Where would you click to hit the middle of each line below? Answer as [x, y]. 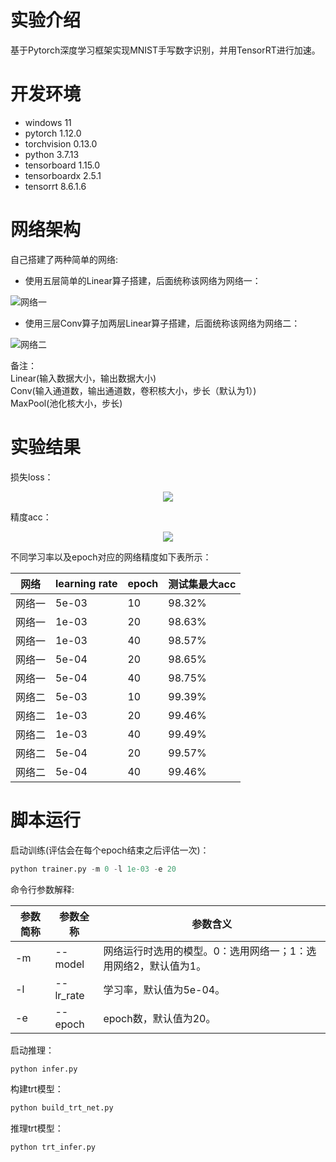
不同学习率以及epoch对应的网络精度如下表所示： [111, 557]
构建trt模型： [37, 1089]
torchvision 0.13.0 [61, 143]
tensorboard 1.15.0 [62, 165]
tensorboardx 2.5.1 [63, 175]
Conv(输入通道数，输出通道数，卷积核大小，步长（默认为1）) [133, 390]
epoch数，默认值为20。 [160, 1018]
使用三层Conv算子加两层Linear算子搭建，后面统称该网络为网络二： [162, 323]
